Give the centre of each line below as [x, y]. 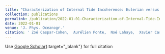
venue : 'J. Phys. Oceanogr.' [35, 28]
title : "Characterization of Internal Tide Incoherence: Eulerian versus [82, 10]
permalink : [16, 19]
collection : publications [31, 14]
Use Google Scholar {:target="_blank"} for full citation [59, 46]
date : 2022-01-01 [23, 23]
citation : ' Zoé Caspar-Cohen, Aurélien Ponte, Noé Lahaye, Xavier [79, 32]
